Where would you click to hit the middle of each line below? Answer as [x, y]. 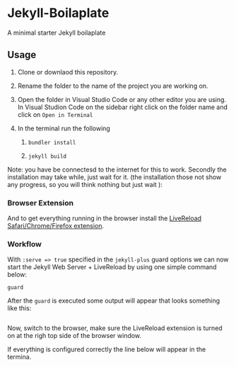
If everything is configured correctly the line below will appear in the [107, 349]
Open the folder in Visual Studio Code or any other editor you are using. [122, 99]
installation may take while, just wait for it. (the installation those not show [114, 177]
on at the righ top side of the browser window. [75, 336]
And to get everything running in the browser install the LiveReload [105, 218]
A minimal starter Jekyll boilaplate [57, 33]
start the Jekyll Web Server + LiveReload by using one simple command [112, 267]
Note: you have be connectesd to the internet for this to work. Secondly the [117, 169]
